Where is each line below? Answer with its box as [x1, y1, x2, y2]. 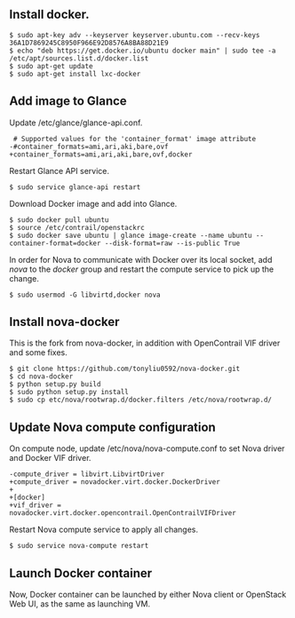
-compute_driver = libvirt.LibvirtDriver [9, 470, 165, 479]
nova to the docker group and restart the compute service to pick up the [9, 264, 275, 274]
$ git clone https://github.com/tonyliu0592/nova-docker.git [9, 364, 241, 374]
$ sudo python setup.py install [9, 388, 129, 397]
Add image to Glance [9, 93, 127, 109]
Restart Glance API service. [9, 165, 109, 176]
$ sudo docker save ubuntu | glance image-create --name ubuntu [9, 231, 252, 240]
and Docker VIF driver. [9, 453, 92, 463]
